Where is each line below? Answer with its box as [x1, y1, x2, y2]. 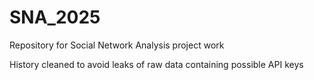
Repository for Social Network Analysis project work [9, 39, 225, 51]
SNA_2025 [9, 6, 101, 29]
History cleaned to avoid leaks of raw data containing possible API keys [9, 58, 304, 70]
